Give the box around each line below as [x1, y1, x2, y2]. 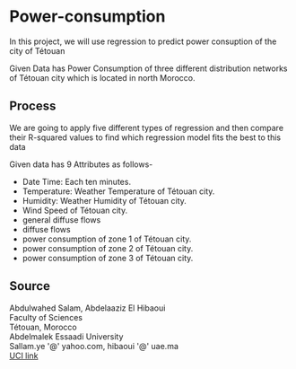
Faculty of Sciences [9, 312, 83, 322]
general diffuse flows [22, 214, 101, 225]
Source [9, 278, 51, 294]
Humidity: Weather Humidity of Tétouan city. [22, 195, 187, 206]
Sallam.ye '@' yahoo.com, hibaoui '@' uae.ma [9, 340, 179, 351]
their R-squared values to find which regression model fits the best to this [9, 132, 282, 143]
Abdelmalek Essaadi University [9, 330, 124, 342]
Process [9, 99, 57, 114]
